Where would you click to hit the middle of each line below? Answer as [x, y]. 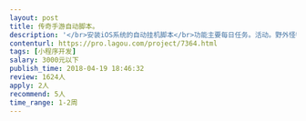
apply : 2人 [30, 86]
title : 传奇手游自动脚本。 [55, 26]
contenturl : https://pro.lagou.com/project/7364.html [114, 43]
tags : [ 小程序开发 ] [43, 52]
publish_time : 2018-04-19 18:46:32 [77, 69]
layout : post [34, 18]
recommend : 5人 [37, 94]
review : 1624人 [37, 77]
